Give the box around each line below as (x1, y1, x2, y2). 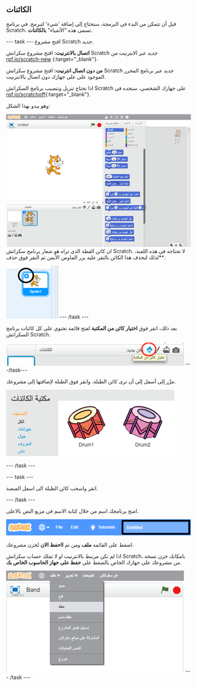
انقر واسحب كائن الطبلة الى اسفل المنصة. (6, 485, 98, 492)
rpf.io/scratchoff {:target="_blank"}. (6, 90, 91, 97)
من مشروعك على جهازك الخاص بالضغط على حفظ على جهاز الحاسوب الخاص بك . (6, 559, 182, 566)
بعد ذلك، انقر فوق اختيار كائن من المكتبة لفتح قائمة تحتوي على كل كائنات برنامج (6, 324, 178, 331)
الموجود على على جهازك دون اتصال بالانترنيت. (6, 73, 106, 80)
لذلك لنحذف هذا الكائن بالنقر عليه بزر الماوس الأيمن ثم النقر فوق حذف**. (6, 254, 166, 261)
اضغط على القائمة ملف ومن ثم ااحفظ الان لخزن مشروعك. (6, 542, 134, 549)
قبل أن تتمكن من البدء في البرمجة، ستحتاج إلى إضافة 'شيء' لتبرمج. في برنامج (6, 20, 176, 27)
